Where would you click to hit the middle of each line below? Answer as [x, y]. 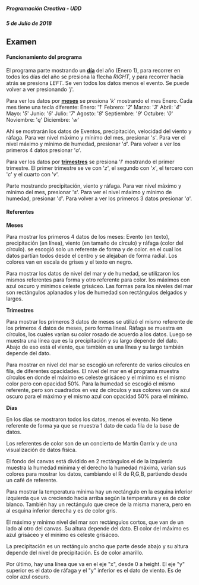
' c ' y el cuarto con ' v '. [33, 174]
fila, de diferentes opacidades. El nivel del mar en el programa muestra [93, 371]
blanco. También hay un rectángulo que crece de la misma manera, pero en [99, 504]
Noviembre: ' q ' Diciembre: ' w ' [42, 119]
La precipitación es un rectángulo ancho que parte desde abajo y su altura [97, 546]
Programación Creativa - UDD [44, 8]
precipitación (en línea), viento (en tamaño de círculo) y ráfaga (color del [95, 243]
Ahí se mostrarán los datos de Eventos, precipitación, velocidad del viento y [99, 131]
